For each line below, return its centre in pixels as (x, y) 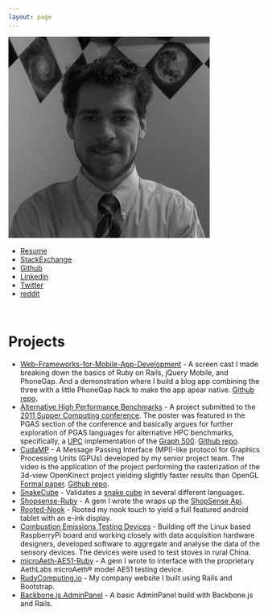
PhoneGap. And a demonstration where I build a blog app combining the (140, 381)
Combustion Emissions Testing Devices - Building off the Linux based (135, 526)
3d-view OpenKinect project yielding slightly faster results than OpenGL (139, 475)
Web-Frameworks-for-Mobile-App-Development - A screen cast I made (139, 364)
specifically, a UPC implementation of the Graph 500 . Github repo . (130, 441)
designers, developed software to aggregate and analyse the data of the (140, 543)
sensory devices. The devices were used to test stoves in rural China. (135, 552)
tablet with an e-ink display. (66, 518)
